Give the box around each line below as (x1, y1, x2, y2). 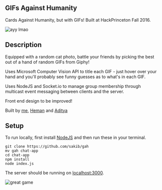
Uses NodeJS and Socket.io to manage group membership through (5, 83, 141, 89)
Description (5, 41, 42, 49)
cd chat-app (5, 153, 29, 158)
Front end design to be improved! (5, 98, 73, 104)
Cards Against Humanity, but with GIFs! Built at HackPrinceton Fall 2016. (5, 17, 151, 23)
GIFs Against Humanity (5, 4, 78, 12)
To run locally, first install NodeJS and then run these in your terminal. (5, 135, 146, 140)
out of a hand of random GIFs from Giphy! (5, 59, 90, 65)
